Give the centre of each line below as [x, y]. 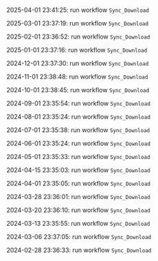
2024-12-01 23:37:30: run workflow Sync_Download [78, 63]
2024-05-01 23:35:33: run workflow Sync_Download [78, 157]
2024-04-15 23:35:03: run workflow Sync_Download [78, 170]
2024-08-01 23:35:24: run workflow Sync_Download [78, 117]
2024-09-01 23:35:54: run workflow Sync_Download [78, 103]
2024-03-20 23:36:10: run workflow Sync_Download [78, 210]
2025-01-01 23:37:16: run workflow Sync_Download [77, 50]
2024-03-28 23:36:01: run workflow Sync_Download [78, 197]
